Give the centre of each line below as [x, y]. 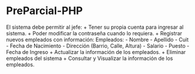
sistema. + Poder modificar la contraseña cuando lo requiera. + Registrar [94, 33]
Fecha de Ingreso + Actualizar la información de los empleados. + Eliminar [96, 52]
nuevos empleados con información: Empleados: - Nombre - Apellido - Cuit [97, 39]
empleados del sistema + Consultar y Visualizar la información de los [90, 58]
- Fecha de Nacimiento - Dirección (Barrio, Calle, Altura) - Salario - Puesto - [98, 46]
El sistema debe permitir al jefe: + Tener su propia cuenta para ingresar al [95, 27]
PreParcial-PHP [45, 11]
